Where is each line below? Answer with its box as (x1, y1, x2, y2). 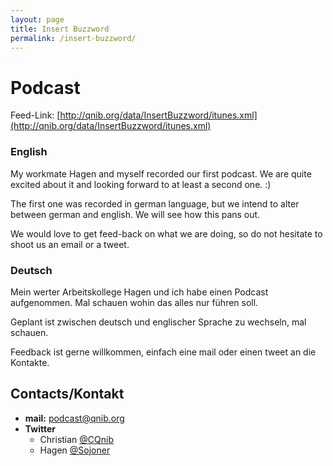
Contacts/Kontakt (10, 386, 125, 403)
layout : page (10, 14, 65, 25)
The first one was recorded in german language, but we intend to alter (10, 197, 300, 210)
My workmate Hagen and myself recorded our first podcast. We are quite (10, 167, 312, 180)
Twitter (24, 422, 56, 435)
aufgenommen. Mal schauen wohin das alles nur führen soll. (10, 296, 259, 308)
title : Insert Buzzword (10, 24, 110, 34)
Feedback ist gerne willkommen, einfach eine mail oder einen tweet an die (10, 346, 317, 358)
